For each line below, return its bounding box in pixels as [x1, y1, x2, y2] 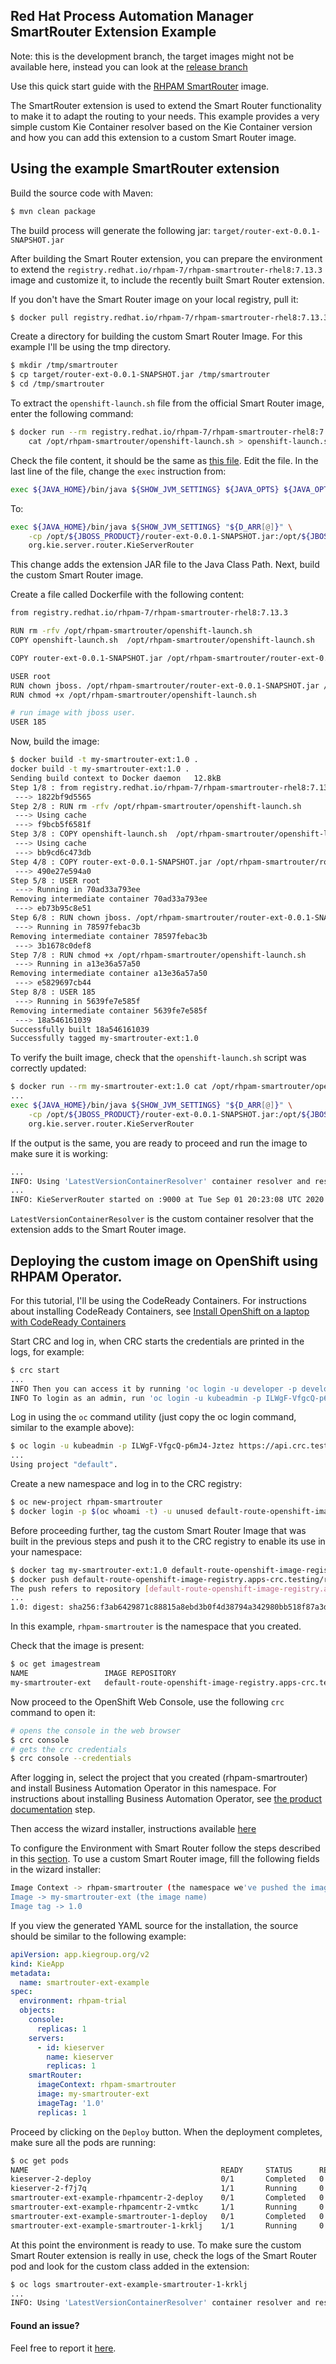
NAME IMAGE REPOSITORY [10, 1669, 177, 1679]
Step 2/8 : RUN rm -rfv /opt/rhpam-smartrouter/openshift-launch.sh [10, 801, 302, 811]
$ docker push [10, 1574, 70, 1584]
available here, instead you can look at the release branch [10, 60, 248, 73]
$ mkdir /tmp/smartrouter [10, 360, 118, 371]
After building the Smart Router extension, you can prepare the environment [10, 252, 323, 264]
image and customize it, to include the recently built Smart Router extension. [10, 274, 325, 286]
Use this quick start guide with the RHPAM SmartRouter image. [10, 80, 270, 92]
